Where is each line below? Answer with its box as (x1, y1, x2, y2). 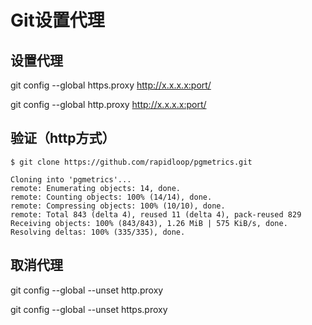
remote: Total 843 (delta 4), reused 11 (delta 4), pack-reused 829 (10, 209, 302, 220)
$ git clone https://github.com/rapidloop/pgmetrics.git (10, 157, 253, 167)
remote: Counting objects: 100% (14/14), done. (10, 192, 213, 202)
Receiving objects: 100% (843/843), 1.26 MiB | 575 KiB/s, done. (10, 218, 288, 228)
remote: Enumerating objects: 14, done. (10, 183, 182, 193)
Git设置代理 (10, 9, 105, 32)
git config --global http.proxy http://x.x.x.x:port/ (10, 99, 207, 110)
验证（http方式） (10, 130, 116, 147)
